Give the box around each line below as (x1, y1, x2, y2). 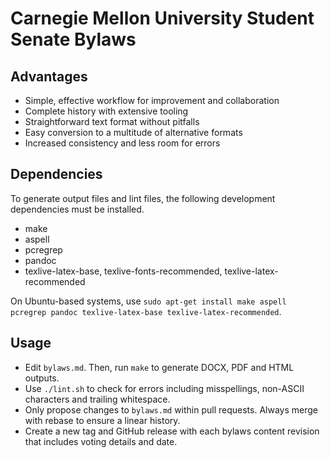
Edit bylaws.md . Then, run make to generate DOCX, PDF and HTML (24, 361, 295, 373)
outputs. (24, 372, 60, 384)
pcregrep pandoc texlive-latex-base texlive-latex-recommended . (10, 305, 282, 317)
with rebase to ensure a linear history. (24, 414, 181, 426)
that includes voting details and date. (24, 435, 178, 447)
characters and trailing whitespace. (24, 393, 171, 405)
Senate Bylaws (10, 28, 137, 51)
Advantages (10, 68, 88, 85)
